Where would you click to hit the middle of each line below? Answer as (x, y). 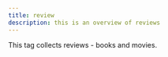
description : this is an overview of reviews (84, 23)
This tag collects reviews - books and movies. (83, 45)
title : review (32, 15)
